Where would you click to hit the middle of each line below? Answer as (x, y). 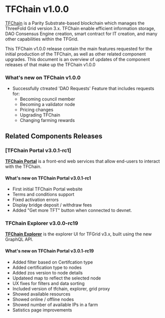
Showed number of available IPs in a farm (55, 304)
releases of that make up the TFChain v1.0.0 (50, 64)
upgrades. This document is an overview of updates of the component (78, 59)
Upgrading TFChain (40, 115)
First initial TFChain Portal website (48, 189)
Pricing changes (37, 110)
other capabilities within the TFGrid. (42, 39)
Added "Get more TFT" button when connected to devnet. (72, 210)
